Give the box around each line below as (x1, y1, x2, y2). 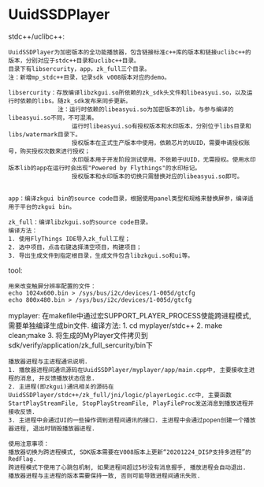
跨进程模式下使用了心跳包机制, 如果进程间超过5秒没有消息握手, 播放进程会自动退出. (8, 463, 247, 471)
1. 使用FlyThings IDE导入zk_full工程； (8, 235, 131, 243)
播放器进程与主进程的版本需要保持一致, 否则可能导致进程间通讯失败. (8, 471, 201, 480)
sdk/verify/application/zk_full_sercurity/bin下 (8, 340, 154, 350)
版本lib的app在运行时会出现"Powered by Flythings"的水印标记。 (8, 164, 201, 172)
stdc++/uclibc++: (8, 32, 65, 41)
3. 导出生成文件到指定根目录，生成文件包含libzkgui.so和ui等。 (8, 251, 195, 259)
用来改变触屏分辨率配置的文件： (8, 282, 97, 290)
